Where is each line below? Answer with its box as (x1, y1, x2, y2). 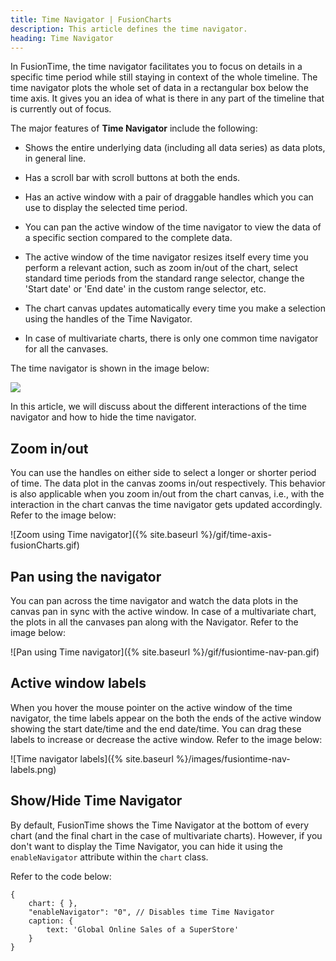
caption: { (28, 916, 74, 926)
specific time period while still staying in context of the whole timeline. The (10, 71, 318, 83)
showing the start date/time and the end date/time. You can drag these (10, 722, 302, 735)
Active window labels (10, 675, 147, 692)
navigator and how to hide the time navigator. (10, 411, 197, 423)
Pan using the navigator (10, 568, 162, 585)
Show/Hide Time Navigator (10, 792, 183, 810)
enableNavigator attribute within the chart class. (10, 851, 209, 863)
